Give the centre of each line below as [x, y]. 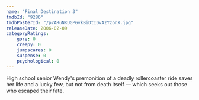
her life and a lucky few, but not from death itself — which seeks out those [97, 84]
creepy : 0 [29, 45]
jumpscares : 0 [34, 50]
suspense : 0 [31, 56]
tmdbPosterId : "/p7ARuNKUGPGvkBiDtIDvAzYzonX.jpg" [70, 22]
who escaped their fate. [35, 91]
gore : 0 [26, 39]
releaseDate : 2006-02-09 [37, 28]
